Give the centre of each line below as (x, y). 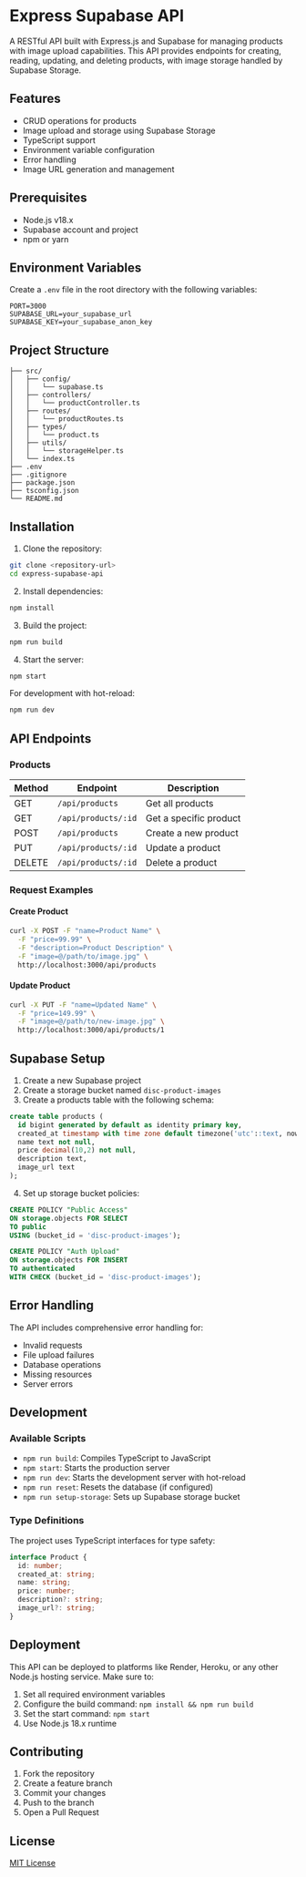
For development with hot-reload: (72, 693)
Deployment (45, 1645)
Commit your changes (64, 1793)
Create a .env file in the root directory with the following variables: (133, 290)
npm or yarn (46, 239)
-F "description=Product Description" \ (95, 948)
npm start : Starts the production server (96, 1468)
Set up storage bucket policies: (81, 1193)
